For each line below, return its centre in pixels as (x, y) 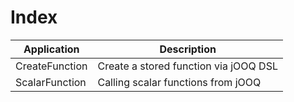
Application (51, 49)
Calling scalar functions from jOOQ (179, 82)
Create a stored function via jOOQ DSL (187, 66)
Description (188, 49)
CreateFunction (51, 66)
